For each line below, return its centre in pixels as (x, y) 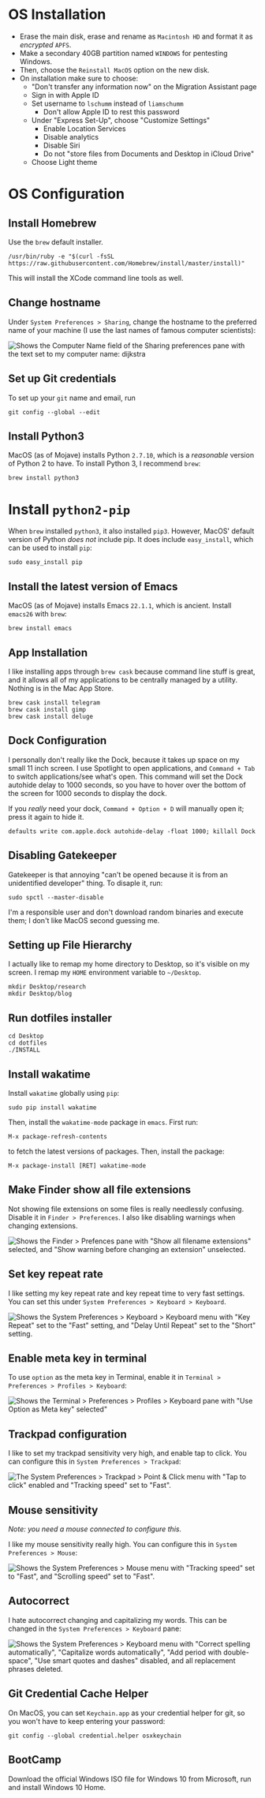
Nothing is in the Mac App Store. (61, 688)
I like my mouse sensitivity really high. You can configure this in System (123, 1545)
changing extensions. (43, 1225)
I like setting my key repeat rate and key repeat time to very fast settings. (127, 1293)
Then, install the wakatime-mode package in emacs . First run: (103, 1122)
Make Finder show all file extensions (100, 1190)
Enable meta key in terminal (78, 1359)
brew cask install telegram (54, 703)
